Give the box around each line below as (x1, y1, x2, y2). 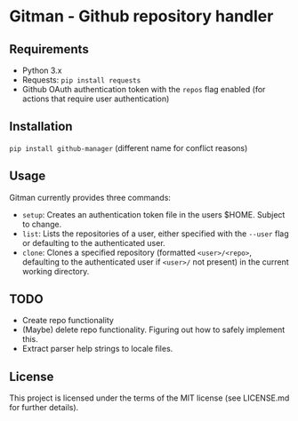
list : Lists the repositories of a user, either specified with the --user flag (21, 228, 289, 239)
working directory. (21, 266, 90, 276)
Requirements (9, 42, 89, 57)
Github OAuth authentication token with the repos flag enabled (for (21, 84, 266, 94)
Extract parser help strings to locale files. (21, 344, 173, 354)
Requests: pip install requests (21, 75, 141, 85)
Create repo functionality (21, 315, 114, 326)
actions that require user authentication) (21, 93, 170, 104)
